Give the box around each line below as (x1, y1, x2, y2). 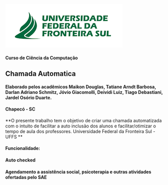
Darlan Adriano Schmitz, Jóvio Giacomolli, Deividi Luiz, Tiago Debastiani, (5, 89, 163, 95)
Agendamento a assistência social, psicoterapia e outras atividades (5, 169, 152, 175)
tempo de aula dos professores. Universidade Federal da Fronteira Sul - (5, 128, 155, 134)
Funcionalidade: (5, 145, 41, 151)
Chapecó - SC (5, 106, 36, 112)
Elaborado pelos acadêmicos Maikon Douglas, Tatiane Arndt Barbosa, (5, 84, 156, 90)
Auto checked (5, 157, 36, 163)
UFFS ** (5, 134, 23, 140)
